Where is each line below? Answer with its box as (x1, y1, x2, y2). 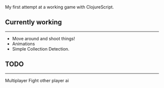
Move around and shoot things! (12, 35, 75, 41)
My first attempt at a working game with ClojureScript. (5, 4, 114, 10)
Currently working (5, 18, 62, 26)
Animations (12, 41, 35, 47)
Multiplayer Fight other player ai (5, 77, 69, 83)
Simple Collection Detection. (12, 46, 70, 52)
